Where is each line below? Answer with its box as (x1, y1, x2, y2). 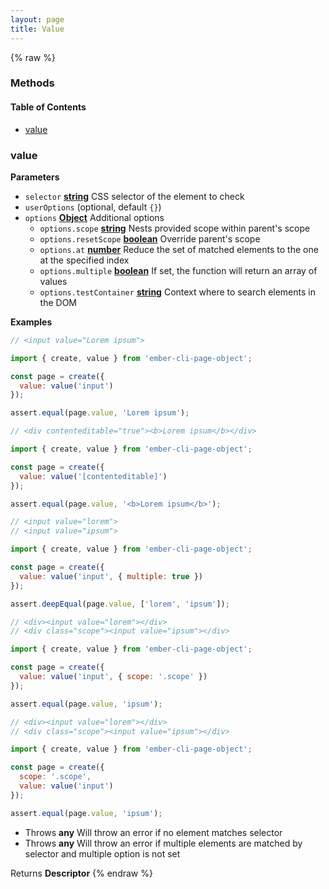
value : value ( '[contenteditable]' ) (19, 471, 168, 481)
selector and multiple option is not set (24, 847, 181, 860)
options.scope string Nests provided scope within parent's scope (39, 222, 311, 234)
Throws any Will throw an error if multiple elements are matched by (24, 837, 303, 849)
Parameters (10, 171, 60, 183)
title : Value (10, 24, 65, 34)
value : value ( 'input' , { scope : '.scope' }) (19, 672, 208, 682)
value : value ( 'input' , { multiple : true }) (19, 571, 203, 581)
